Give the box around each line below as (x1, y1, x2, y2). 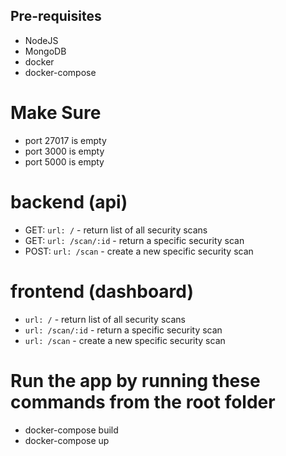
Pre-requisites (10, 8, 102, 25)
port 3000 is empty (24, 145, 105, 157)
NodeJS (24, 34, 59, 46)
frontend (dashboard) (10, 280, 195, 303)
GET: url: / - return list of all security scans (24, 224, 208, 236)
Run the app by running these (10, 369, 261, 392)
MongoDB (24, 45, 67, 57)
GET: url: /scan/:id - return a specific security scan (24, 234, 245, 246)
